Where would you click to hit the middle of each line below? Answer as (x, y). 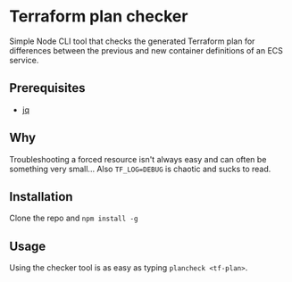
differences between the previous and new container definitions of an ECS (146, 50)
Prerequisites (47, 88)
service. (24, 60)
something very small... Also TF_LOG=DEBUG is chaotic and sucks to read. (140, 169)
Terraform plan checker (99, 17)
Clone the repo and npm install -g (74, 218)
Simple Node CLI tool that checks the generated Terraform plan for (132, 41)
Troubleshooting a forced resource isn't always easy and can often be (138, 159)
